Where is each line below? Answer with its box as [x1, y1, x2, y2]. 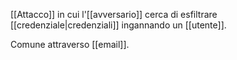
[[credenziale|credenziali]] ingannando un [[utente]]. [10, 19, 227, 31]
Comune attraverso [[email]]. [10, 39, 130, 50]
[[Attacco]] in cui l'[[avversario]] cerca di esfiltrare [10, 9, 218, 20]
